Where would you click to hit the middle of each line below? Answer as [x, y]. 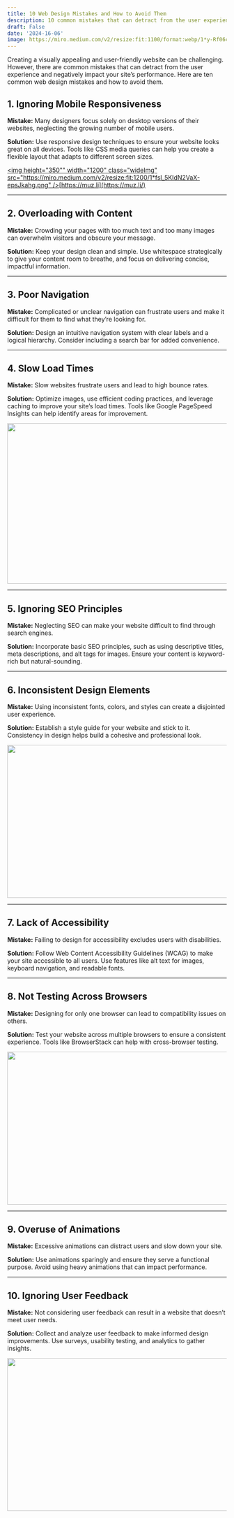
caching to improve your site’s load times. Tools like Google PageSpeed [110, 406]
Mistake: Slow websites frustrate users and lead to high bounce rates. [108, 385]
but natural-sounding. [51, 661]
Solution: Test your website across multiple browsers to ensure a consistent [117, 1034]
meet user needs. [32, 1320]
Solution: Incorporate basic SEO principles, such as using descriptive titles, [116, 647]
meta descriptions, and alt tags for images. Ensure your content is [102, 654]
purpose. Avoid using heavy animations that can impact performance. [107, 1267]
